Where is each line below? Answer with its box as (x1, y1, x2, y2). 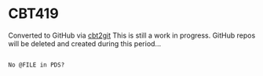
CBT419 (8, 5, 59, 23)
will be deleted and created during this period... (8, 38, 162, 48)
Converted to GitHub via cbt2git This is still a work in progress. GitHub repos (8, 31, 256, 40)
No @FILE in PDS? (8, 60, 65, 69)
